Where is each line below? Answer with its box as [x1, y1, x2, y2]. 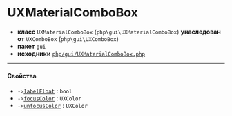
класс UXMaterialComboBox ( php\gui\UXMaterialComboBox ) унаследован [17, 27, 221, 36]
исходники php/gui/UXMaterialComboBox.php [17, 49, 146, 58]
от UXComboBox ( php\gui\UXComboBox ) [17, 34, 119, 43]
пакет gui [17, 42, 46, 50]
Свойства [7, 71, 37, 80]
